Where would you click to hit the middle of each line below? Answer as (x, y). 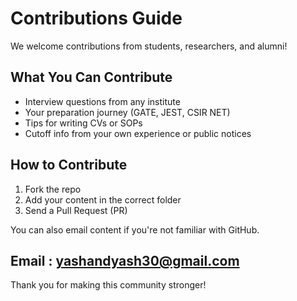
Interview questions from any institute (102, 101)
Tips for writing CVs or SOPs (83, 123)
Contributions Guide (96, 18)
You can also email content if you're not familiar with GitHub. (135, 229)
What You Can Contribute (91, 77)
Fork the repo (53, 189)
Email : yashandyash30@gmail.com (125, 260)
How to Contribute (69, 165)
